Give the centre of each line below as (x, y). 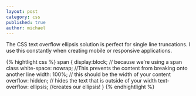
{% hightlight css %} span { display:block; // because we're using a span (94, 62)
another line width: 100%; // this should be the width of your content (89, 74)
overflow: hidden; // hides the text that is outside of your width (82, 81)
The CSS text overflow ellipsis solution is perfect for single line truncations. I (98, 44)
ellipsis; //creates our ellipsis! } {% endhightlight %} (92, 87)
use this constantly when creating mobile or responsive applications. (89, 51)
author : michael (26, 28)
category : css (23, 17)
